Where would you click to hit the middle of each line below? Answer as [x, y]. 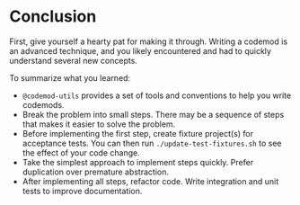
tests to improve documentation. [82, 191]
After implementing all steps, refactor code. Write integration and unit [150, 181]
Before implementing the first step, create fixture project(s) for [138, 133]
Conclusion [53, 17]
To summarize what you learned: [70, 77]
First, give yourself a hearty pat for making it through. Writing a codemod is [149, 41]
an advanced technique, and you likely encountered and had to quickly [141, 50]
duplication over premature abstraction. [95, 172]
